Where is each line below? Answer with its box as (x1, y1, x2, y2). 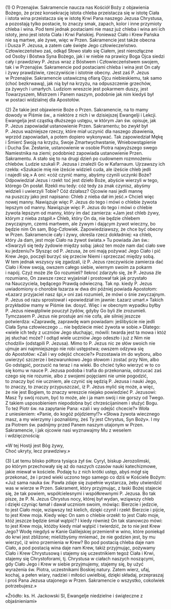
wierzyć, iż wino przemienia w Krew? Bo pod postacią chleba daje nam (5, 539, 155, 545)
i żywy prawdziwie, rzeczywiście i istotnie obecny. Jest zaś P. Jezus (5, 70, 150, 76)
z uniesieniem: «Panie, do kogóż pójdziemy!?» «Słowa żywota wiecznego (5, 411, 160, 417)
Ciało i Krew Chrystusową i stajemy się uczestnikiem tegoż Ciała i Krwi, (5, 550, 155, 556)
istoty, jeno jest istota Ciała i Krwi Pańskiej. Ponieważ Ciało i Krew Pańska (5, 32, 160, 37)
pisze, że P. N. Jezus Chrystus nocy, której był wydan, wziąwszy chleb (5, 496, 154, 502)
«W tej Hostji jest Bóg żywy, (5, 442, 64, 448)
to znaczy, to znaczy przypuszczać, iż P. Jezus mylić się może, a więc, (5, 384, 155, 390)
